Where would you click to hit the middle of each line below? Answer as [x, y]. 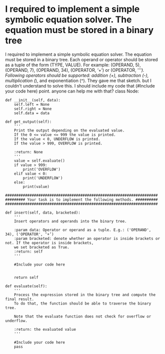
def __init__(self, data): [33, 100]
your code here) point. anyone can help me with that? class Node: [72, 91]
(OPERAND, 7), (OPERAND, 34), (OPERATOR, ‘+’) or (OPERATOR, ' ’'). [75, 70]
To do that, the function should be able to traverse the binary [83, 303]
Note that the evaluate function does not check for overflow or [83, 316]
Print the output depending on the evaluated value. [69, 130]
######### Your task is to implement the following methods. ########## [82, 199]
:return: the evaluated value [45, 329]
